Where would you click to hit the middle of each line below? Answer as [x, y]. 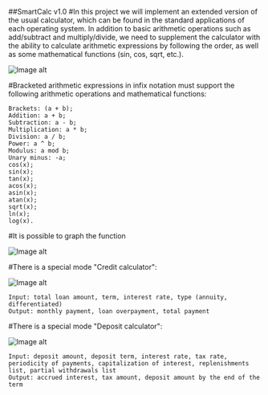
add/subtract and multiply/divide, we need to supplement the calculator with [134, 37]
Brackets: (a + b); [41, 108]
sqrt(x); [23, 207]
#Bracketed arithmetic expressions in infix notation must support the [122, 85]
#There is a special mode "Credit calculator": [83, 267]
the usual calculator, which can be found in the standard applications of [126, 20]
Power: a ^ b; [32, 144]
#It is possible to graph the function [67, 236]
